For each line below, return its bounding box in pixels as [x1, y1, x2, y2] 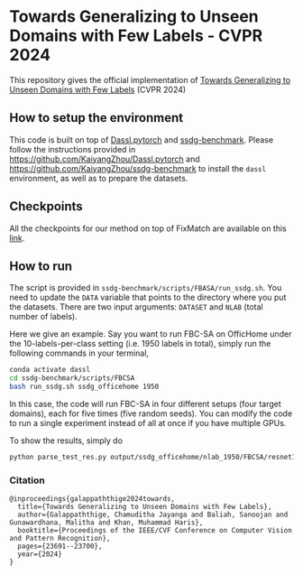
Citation [9, 474, 45, 487]
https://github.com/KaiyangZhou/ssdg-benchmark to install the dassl [9, 162, 267, 173]
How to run [9, 258, 73, 274]
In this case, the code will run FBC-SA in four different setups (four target [9, 399, 281, 409]
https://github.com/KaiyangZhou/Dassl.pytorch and [9, 153, 200, 164]
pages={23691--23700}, [17, 542, 103, 552]
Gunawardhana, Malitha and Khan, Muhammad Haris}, [9, 518, 204, 527]
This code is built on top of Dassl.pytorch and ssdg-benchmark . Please [9, 134, 273, 145]
